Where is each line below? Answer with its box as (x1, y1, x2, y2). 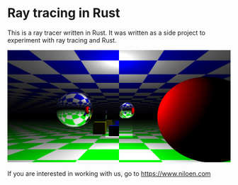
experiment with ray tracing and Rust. (7, 35, 117, 44)
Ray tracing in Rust (7, 5, 120, 21)
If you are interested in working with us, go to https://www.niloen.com (7, 169, 211, 178)
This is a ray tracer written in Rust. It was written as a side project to (7, 28, 205, 37)
